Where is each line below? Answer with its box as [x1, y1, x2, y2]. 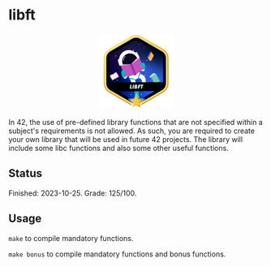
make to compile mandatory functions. [8, 233, 134, 243]
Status [8, 166, 43, 180]
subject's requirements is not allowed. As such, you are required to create [8, 126, 256, 136]
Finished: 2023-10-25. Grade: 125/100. [8, 188, 137, 198]
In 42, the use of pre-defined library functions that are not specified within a [8, 117, 264, 127]
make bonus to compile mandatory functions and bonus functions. [8, 249, 226, 259]
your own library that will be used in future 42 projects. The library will [8, 134, 243, 144]
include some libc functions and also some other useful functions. [8, 143, 229, 153]
